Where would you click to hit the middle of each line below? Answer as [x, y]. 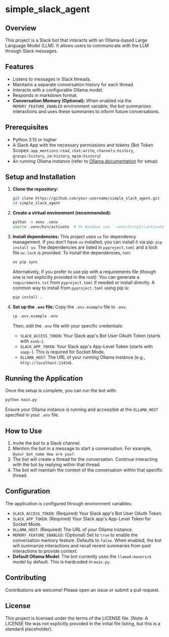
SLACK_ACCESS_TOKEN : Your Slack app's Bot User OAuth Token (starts [90, 335]
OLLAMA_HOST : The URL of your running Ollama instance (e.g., [82, 357]
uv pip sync [25, 262]
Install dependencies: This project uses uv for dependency [74, 236]
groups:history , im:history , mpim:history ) [57, 156]
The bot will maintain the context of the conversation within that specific [88, 470]
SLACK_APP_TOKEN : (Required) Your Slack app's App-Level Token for [82, 518]
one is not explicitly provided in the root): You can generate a [76, 277]
